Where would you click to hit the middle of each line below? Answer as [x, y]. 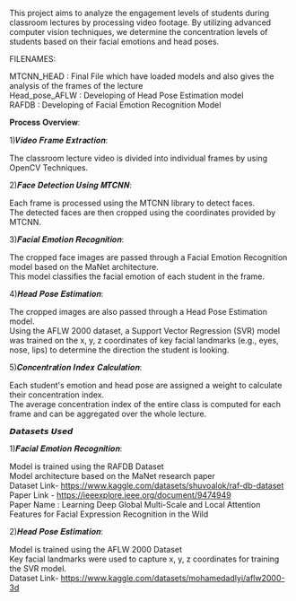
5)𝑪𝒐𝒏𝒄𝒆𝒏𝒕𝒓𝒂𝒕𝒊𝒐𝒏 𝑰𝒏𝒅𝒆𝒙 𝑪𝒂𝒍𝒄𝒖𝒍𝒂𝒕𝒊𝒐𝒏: [76, 367]
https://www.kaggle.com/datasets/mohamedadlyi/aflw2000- [173, 578]
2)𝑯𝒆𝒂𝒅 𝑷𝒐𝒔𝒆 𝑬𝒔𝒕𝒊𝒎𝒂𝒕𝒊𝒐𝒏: [56, 531]
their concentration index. [57, 395]
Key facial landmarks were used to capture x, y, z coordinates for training [144, 559]
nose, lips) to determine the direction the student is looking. [119, 350]
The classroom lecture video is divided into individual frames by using [138, 158]
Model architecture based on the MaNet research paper [112, 476]
